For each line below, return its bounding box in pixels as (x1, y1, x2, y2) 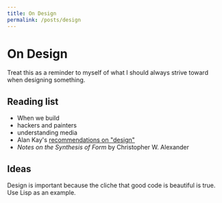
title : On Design (7, 10, 57, 17)
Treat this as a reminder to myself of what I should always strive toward (7, 69, 209, 77)
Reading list (7, 95, 59, 107)
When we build (16, 114, 60, 122)
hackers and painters (16, 121, 77, 130)
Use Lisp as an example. (7, 189, 77, 197)
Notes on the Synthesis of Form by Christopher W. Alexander (16, 143, 190, 152)
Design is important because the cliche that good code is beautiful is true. (7, 181, 216, 189)
